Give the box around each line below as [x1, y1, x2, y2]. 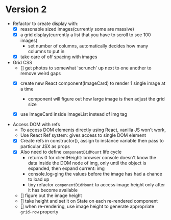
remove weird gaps [20, 70, 61, 77]
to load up [28, 176, 50, 182]
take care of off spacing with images [20, 54, 97, 60]
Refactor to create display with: [12, 20, 79, 27]
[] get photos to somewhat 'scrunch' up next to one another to [20, 65, 152, 71]
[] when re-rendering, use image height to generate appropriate [20, 203, 155, 210]
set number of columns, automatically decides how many [28, 43, 149, 49]
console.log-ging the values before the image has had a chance [28, 171, 162, 177]
